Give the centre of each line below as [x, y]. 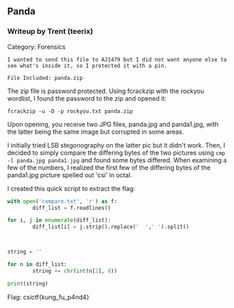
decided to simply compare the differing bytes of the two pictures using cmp [116, 153]
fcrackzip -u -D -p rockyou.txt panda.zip [70, 111]
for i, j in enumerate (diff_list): [59, 220]
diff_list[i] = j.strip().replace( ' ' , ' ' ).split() [111, 227]
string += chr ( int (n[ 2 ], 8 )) [75, 271]
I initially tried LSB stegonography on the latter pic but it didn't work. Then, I [116, 145]
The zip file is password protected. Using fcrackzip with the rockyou [106, 91]
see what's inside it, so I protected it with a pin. [88, 66]
